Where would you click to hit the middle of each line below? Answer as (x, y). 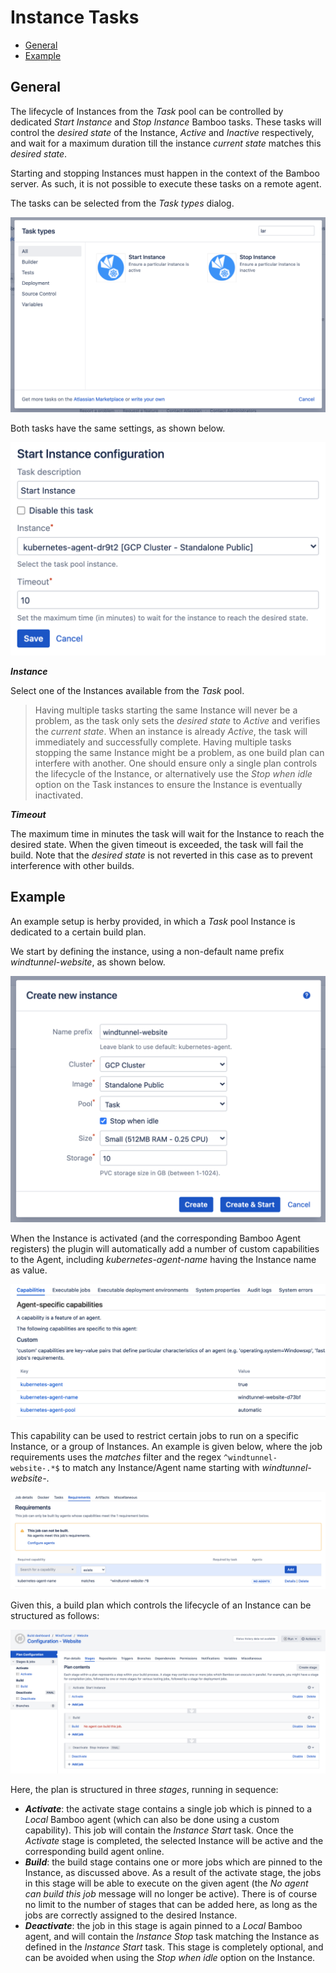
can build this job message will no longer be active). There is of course (171, 1894)
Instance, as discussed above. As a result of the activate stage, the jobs (173, 1873)
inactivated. (59, 795)
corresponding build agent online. (94, 1852)
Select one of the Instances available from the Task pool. (127, 690)
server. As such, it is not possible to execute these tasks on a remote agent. (166, 183)
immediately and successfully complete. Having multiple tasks (163, 742)
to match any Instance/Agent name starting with (160, 1468)
